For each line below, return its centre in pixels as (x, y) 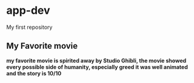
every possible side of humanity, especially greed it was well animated (97, 67)
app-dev (28, 11)
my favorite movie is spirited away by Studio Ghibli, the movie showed (96, 60)
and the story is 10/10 (34, 73)
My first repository (29, 27)
